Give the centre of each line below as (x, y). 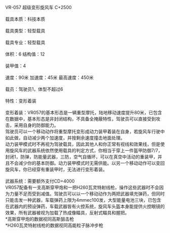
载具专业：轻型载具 (25, 42)
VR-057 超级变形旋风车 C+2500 (38, 7)
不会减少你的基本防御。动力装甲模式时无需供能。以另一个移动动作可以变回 (87, 163)
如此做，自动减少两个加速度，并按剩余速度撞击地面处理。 (65, 138)
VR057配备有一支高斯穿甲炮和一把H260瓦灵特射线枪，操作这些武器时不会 (82, 187)
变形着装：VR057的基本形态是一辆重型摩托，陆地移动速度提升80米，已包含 (84, 112)
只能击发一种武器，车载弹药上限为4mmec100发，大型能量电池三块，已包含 (83, 200)
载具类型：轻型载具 (25, 31)
